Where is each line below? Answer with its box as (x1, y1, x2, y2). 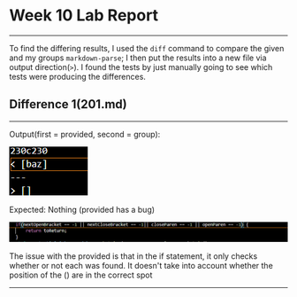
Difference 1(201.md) (9, 97, 127, 112)
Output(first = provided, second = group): (9, 129, 161, 139)
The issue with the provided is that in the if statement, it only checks (9, 250, 258, 262)
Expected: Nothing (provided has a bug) (9, 204, 156, 215)
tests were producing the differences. (9, 71, 146, 82)
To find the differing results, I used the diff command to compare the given (9, 43, 285, 53)
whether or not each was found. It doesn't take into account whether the (9, 260, 274, 270)
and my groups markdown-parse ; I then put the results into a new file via (9, 52, 267, 63)
